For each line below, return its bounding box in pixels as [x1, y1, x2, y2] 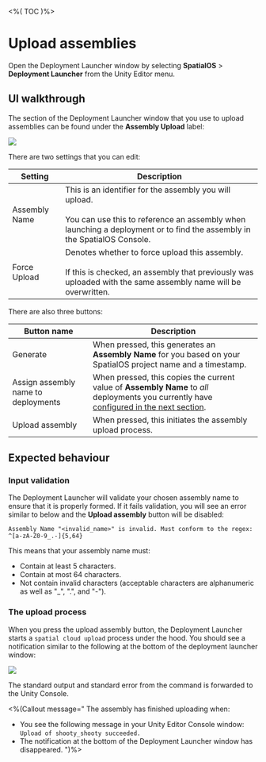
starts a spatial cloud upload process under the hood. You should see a [8, 633, 245, 642]
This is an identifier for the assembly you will [65, 184, 231, 195]
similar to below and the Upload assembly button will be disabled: [8, 510, 224, 519]
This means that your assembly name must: [8, 546, 150, 556]
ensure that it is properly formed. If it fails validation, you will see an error [8, 502, 247, 511]
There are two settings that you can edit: [8, 152, 141, 161]
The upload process [8, 606, 87, 618]
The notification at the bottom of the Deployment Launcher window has [19, 736, 253, 745]
